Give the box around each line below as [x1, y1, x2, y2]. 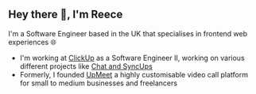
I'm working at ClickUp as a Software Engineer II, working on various [19, 53, 245, 62]
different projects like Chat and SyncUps [19, 61, 153, 71]
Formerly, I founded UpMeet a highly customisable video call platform [19, 70, 249, 79]
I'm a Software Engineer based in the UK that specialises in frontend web [8, 28, 248, 38]
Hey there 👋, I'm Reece [8, 8, 123, 21]
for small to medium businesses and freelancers [19, 78, 177, 88]
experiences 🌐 [8, 37, 57, 47]
